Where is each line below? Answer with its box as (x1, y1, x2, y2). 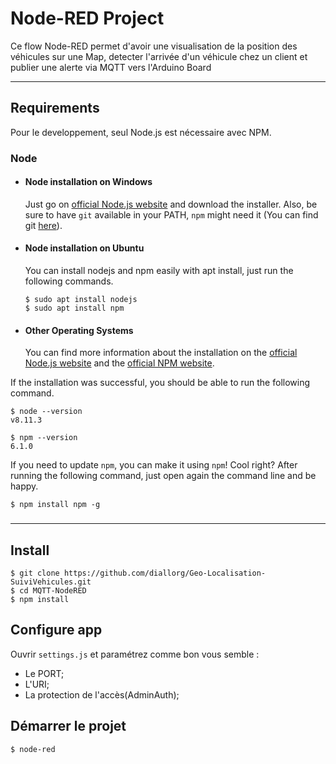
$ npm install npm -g (10, 500, 101, 510)
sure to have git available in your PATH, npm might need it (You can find (24, 208, 319, 221)
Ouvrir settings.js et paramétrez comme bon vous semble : (10, 648, 260, 660)
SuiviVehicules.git (10, 577, 92, 587)
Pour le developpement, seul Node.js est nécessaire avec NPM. (10, 126, 272, 138)
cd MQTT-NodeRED (19, 586, 87, 596)
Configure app (10, 622, 103, 639)
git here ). (24, 219, 63, 231)
